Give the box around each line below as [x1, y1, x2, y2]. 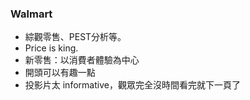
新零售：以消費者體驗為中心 [24, 54, 140, 66]
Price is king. [24, 42, 79, 54]
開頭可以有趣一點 [24, 67, 96, 79]
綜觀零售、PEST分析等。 [24, 31, 127, 43]
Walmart [10, 7, 53, 21]
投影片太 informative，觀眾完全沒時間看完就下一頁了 [24, 79, 241, 91]
